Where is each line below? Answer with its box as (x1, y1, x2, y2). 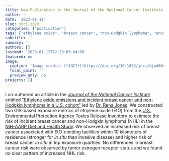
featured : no (5, 54, 33, 59)
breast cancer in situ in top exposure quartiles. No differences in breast (5, 139, 153, 145)
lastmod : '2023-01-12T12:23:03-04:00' (5, 49, 87, 54)
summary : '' (5, 40, 30, 45)
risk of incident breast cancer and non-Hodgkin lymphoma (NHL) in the (5, 118, 153, 124)
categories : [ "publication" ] (5, 26, 66, 31)
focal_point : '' (10, 68, 44, 73)
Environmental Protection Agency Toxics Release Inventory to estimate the (5, 113, 160, 119)
